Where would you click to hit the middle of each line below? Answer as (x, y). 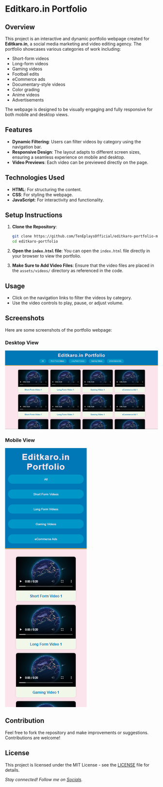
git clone (22, 236)
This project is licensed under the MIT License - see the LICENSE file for (77, 765)
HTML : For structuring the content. (47, 189)
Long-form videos (30, 64)
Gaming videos (27, 69)
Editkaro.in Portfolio (46, 9)
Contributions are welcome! (33, 738)
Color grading (26, 89)
